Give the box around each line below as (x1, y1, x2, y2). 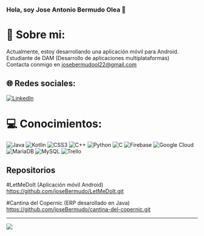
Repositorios (6, 165, 56, 175)
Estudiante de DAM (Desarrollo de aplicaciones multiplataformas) (6, 54, 170, 61)
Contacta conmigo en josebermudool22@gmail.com (6, 61, 137, 68)
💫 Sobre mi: (6, 28, 66, 42)
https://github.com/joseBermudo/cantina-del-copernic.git (6, 206, 151, 213)
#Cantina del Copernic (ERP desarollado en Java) (6, 200, 130, 207)
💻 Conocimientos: (6, 116, 102, 130)
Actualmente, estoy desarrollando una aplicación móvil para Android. (6, 48, 179, 55)
